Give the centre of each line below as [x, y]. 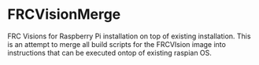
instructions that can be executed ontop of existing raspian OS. [109, 52]
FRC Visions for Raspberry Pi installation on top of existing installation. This [129, 36]
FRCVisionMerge [64, 14]
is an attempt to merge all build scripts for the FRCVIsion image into [117, 44]
